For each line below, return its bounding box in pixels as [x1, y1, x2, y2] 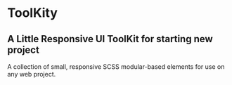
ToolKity [7, 5, 58, 21]
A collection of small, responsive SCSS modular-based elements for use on [7, 63, 225, 71]
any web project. [7, 70, 56, 78]
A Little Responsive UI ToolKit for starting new [7, 33, 213, 45]
